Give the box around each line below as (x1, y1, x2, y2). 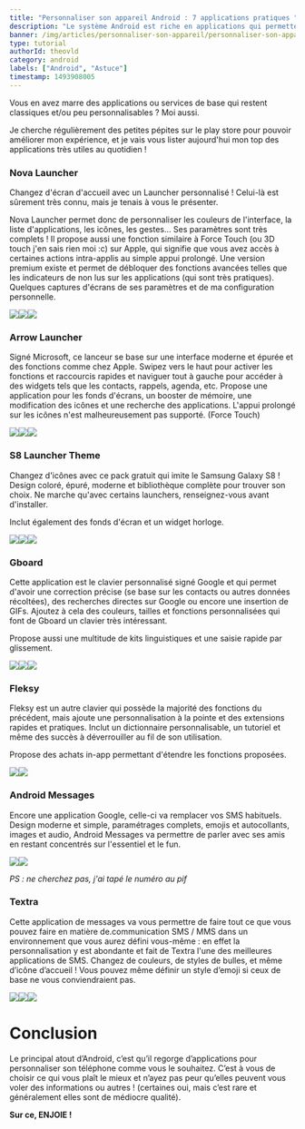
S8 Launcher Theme (9, 449, 101, 462)
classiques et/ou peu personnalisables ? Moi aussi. (9, 106, 200, 118)
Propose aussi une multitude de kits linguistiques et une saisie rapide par (9, 633, 283, 643)
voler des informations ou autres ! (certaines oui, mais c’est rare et (9, 1082, 257, 1093)
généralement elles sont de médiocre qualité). (9, 1091, 182, 1103)
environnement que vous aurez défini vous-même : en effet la (9, 936, 241, 947)
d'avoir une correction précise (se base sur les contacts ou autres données (9, 586, 290, 597)
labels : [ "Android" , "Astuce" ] (9, 64, 128, 74)
